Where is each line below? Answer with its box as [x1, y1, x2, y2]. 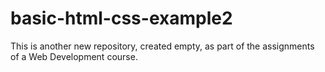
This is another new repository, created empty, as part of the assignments [10, 40, 315, 52]
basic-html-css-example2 [10, 7, 233, 30]
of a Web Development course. [10, 50, 138, 62]
